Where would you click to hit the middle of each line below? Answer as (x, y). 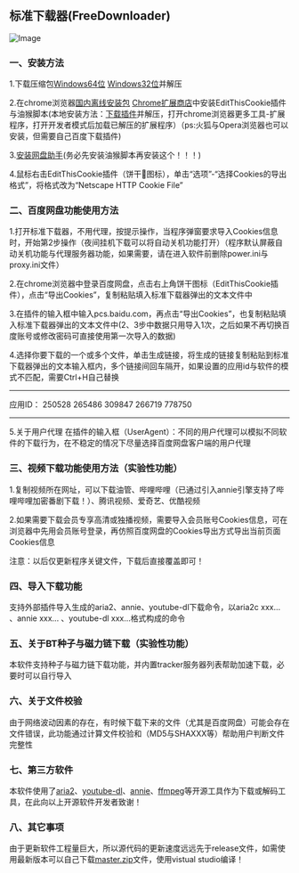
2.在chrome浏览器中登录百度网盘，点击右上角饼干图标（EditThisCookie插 (144, 284)
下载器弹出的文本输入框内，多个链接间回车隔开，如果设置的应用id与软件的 (145, 366)
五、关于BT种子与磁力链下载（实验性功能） (101, 643)
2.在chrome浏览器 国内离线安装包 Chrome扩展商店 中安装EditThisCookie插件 (148, 103)
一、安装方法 (37, 62)
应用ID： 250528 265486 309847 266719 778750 (101, 404)
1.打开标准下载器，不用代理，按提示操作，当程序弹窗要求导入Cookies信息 (144, 232)
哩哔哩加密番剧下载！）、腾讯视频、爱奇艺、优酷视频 (105, 501)
